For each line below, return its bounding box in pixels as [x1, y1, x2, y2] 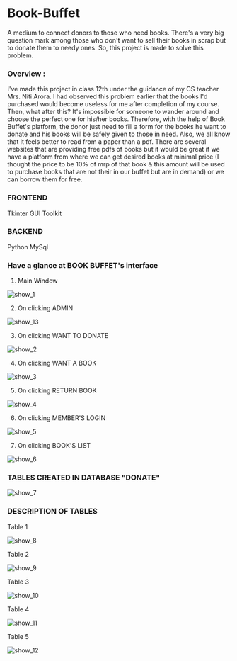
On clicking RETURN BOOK [17, 386, 97, 395]
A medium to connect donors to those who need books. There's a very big [7, 28, 224, 37]
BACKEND [7, 227, 44, 237]
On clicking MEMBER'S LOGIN [17, 414, 106, 422]
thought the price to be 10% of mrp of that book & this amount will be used [7, 160, 225, 169]
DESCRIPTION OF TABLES [7, 507, 98, 516]
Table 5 [7, 632, 30, 640]
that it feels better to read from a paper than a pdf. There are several [7, 137, 207, 146]
